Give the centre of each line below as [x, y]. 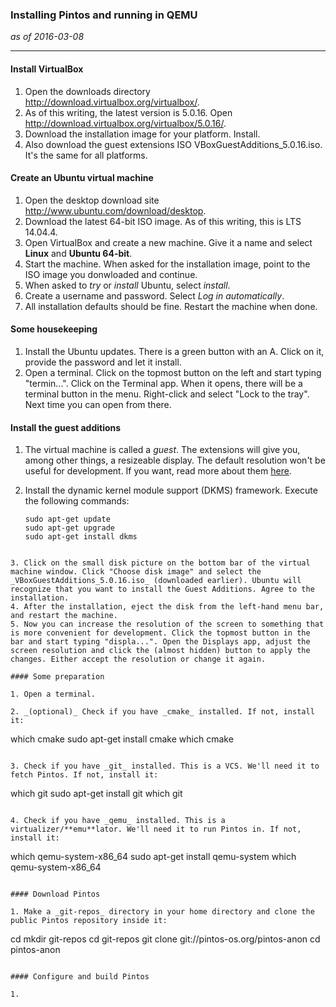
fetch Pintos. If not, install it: [84, 775]
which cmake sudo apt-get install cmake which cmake [122, 739]
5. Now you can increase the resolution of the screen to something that [167, 624]
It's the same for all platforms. [86, 155]
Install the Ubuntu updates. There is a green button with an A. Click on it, [174, 351]
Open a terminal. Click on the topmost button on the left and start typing [173, 372]
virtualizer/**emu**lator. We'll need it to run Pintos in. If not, [156, 829]
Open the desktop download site [92, 200]
